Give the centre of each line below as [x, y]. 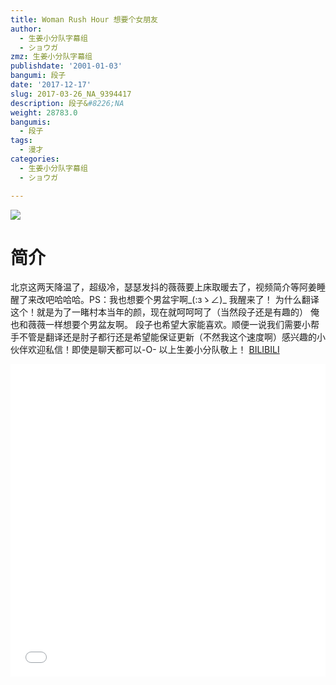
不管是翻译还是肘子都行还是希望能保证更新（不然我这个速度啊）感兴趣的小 [172, 337]
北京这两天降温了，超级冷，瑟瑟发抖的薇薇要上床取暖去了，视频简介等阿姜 [163, 287]
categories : [35, 159]
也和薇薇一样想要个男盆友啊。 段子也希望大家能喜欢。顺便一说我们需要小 [160, 325]
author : [26, 29]
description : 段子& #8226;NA [67, 103]
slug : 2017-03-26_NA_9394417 [71, 94]
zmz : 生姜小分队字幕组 [51, 57]
